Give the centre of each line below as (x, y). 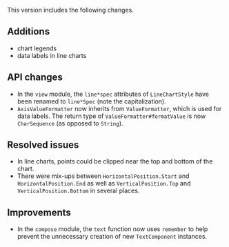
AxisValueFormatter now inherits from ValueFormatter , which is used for (119, 108)
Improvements (39, 212)
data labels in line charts (52, 55)
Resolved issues (43, 145)
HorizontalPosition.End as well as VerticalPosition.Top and (104, 184)
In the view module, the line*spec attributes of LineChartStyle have (113, 94)
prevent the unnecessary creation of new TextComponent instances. (112, 237)
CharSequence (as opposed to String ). (70, 123)
